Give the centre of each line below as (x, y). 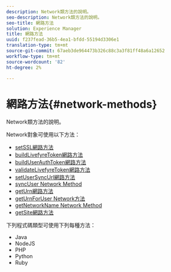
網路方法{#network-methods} (82, 104)
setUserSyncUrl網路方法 (45, 177)
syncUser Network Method (48, 184)
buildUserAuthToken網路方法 (50, 162)
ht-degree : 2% (24, 67)
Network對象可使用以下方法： (43, 135)
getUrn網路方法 (34, 191)
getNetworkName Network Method (58, 205)
